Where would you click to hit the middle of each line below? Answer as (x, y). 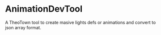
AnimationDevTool (44, 9)
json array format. (23, 27)
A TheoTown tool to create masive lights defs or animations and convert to (80, 22)
